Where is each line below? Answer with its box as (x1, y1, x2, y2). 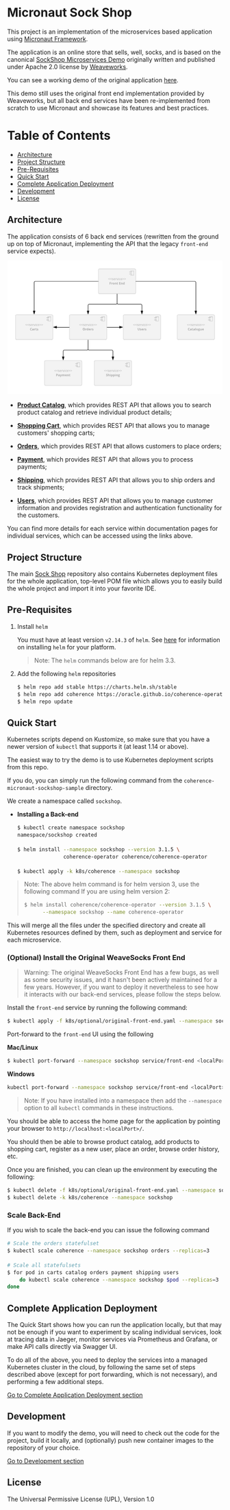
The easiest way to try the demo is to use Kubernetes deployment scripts (7, 756, 214, 764)
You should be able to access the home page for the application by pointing (7, 1117, 220, 1125)
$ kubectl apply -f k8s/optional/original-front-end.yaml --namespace (7, 1018, 213, 1024)
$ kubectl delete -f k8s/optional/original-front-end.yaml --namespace (7, 1187, 216, 1194)
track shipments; (16, 483, 65, 492)
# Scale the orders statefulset (7, 1240, 99, 1247)
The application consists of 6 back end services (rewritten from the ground (7, 232, 219, 241)
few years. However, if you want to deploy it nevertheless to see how (23, 983, 219, 992)
